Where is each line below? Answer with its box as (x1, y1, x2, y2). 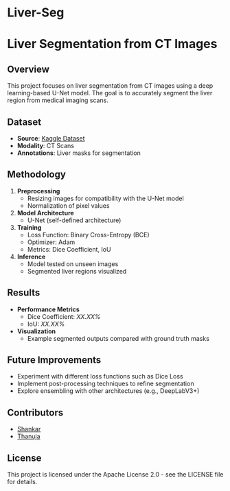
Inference (16, 252, 46, 261)
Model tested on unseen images (27, 259, 119, 268)
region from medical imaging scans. (7, 96, 108, 104)
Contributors (7, 407, 64, 418)
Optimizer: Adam (27, 238, 76, 246)
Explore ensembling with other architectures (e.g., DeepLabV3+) (16, 387, 200, 395)
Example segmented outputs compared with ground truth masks (27, 334, 209, 342)
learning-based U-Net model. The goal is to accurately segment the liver (7, 89, 213, 97)
